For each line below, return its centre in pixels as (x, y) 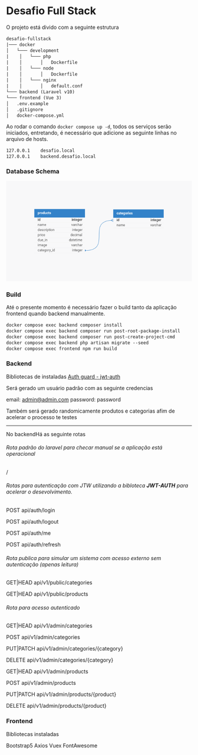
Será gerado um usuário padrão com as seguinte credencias (80, 388)
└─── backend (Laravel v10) (41, 92)
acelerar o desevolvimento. (39, 492)
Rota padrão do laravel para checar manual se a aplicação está (84, 447)
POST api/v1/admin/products (41, 683)
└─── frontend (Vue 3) (34, 98)
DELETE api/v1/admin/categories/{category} (60, 660)
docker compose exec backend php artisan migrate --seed (77, 343)
